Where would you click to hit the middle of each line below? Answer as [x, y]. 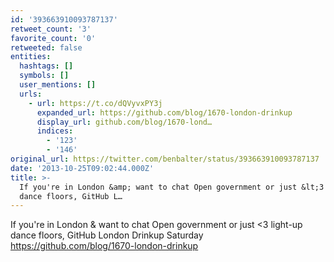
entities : [31, 57]
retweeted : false [46, 47]
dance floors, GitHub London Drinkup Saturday [107, 235]
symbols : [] [44, 76]
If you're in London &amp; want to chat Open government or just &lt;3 [172, 187]
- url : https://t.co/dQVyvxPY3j [95, 103]
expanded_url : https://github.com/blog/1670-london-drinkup [164, 112]
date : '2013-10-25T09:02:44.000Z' [82, 168]
